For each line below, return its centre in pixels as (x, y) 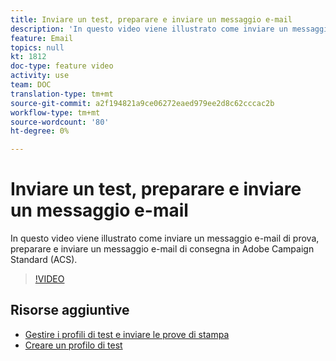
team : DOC (31, 85)
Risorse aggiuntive (70, 310)
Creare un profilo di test (73, 345)
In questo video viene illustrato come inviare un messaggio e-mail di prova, (165, 238)
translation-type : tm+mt (62, 94)
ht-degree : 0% (40, 131)
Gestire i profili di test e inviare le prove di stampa (127, 334)
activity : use (40, 76)
